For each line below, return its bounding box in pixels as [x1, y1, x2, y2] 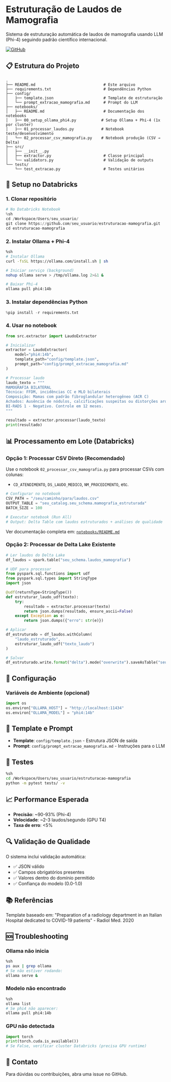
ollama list [6, 1001, 31, 1006]
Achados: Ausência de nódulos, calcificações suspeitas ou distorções [6, 399, 158, 404]
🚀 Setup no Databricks [6, 180, 78, 189]
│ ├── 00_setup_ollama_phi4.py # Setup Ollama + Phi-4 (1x [6, 118, 160, 123]
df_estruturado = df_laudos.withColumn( [6, 632, 93, 637]
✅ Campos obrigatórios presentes [13, 869, 85, 875]
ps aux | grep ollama [6, 963, 52, 968]
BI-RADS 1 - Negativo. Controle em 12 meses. [6, 404, 104, 409]
